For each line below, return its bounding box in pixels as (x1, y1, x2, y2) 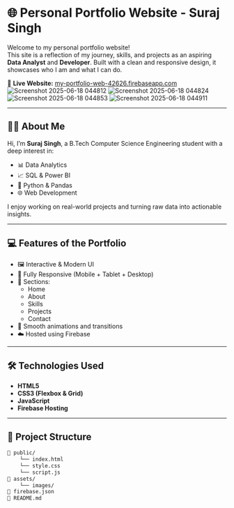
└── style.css (19, 462, 61, 469)
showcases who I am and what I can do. (7, 65, 123, 74)
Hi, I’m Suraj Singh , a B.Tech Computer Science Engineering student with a (7, 139, 223, 147)
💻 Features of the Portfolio (7, 237, 127, 249)
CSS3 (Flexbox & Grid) (17, 389, 84, 398)
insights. (7, 209, 32, 218)
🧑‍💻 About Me (7, 121, 65, 133)
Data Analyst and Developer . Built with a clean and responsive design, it (7, 58, 217, 66)
